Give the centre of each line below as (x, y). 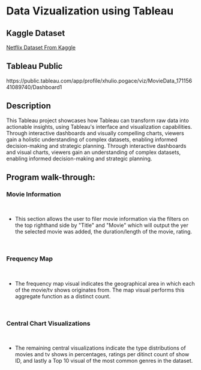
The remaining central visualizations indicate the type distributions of (100, 348)
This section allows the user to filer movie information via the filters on (102, 219)
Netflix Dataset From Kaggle (41, 47)
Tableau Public (34, 66)
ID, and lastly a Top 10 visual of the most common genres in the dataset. (104, 360)
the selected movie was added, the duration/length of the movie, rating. (103, 232)
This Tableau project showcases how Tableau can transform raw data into (97, 120)
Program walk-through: (51, 178)
